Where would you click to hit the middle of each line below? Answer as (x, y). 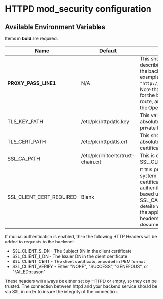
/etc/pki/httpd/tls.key (105, 121)
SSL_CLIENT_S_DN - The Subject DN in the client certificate (72, 251)
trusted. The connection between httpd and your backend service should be (81, 286)
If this (146, 170)
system (148, 176)
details (147, 206)
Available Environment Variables (55, 27)
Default (108, 51)
